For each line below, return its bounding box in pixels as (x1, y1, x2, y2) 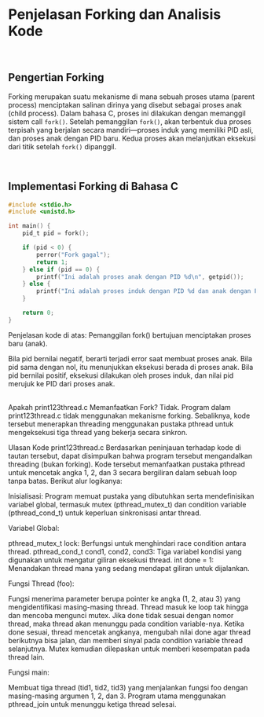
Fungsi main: (8, 668, 49, 677)
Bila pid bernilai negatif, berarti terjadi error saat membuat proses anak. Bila (8, 353, 253, 363)
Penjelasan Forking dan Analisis (8, 5, 222, 24)
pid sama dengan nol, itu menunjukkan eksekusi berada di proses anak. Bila (8, 362, 254, 371)
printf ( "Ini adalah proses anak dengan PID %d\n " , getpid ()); (36, 273, 244, 280)
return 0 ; (22, 309, 55, 317)
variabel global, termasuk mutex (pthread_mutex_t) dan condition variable (8, 499, 247, 509)
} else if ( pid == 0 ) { (22, 265, 101, 273)
